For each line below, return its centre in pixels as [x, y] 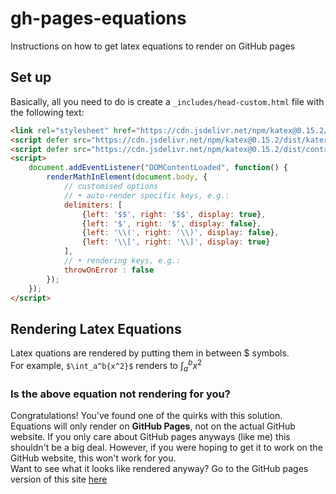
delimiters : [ [93, 205]
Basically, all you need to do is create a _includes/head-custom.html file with [167, 101]
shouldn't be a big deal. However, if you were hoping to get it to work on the [166, 447]
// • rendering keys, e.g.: [122, 261]
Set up [31, 77]
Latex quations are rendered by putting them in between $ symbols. [150, 353]
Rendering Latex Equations [96, 328]
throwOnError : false [109, 270]
